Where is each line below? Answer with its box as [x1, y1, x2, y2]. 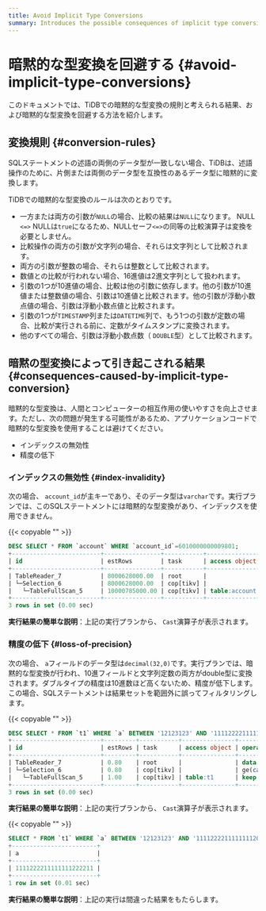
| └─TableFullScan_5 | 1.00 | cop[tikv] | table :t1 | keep [8, 773, 257, 782]
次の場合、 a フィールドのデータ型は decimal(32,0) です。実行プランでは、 [8, 658, 247, 667]
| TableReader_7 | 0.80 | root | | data [8, 759, 257, 767]
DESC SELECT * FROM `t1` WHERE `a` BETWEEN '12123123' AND [8, 729, 207, 737]
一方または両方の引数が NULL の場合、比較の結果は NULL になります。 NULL [19, 212, 256, 221]
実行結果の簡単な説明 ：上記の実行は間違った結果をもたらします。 [8, 894, 223, 904]
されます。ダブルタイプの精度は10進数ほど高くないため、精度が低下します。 [8, 678, 257, 687]
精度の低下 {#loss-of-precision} [8, 639, 133, 650]
